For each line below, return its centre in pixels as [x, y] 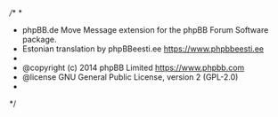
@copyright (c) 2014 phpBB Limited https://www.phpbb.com [133, 67]
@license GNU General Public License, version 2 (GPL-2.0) [130, 77]
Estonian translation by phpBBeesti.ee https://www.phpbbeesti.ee [143, 49]
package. [39, 39]
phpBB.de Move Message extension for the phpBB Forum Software [145, 30]
